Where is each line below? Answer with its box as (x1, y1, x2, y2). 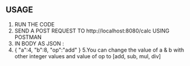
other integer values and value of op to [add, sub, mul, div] (14, 52, 161, 59)
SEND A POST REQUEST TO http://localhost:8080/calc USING (14, 27, 170, 34)
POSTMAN (14, 33, 42, 41)
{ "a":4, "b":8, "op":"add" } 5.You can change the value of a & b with (14, 46, 185, 53)
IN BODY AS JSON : (14, 40, 64, 47)
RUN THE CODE (14, 20, 55, 28)
